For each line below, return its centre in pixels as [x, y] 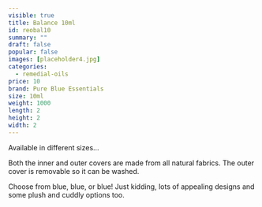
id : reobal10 [30, 30]
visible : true [32, 15]
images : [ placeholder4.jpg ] [54, 60]
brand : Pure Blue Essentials [56, 89]
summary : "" [28, 37]
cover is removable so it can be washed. [74, 171]
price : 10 [24, 81]
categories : [28, 67]
